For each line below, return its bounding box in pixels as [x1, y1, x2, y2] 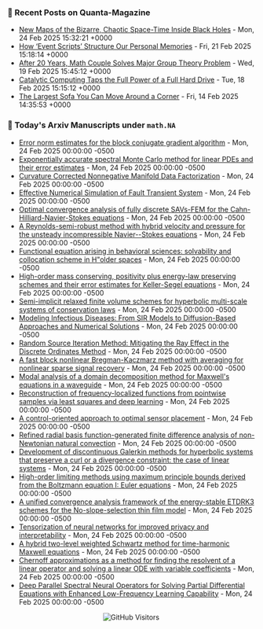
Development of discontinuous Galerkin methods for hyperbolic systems [18, 447, 254, 456]
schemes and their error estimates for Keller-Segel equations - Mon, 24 [18, 279, 250, 289]
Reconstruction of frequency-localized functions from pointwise [18, 388, 227, 398]
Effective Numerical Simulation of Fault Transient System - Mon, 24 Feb [18, 188, 251, 197]
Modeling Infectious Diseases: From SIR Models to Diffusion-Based [18, 313, 236, 322]
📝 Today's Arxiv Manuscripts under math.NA [7, 120, 176, 131]
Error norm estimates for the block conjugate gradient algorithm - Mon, [18, 138, 249, 147]
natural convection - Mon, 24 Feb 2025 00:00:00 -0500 [55, 438, 237, 447]
